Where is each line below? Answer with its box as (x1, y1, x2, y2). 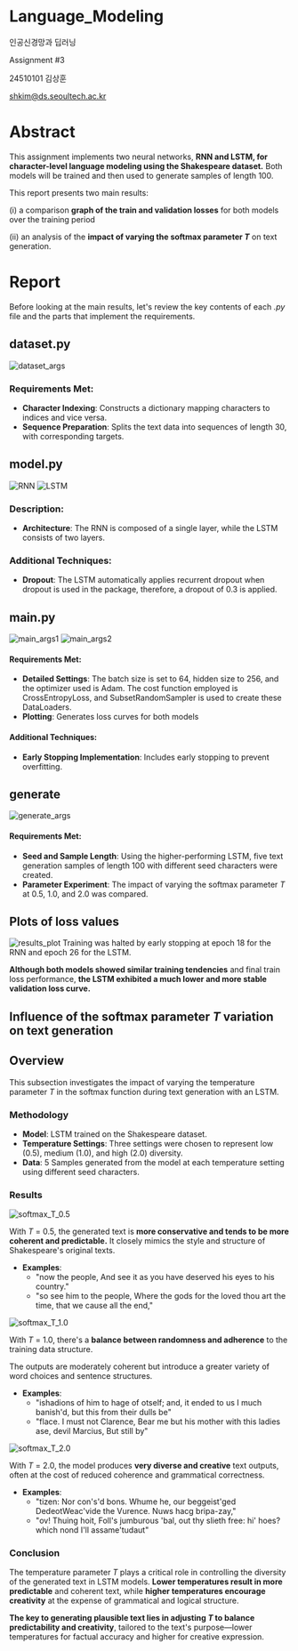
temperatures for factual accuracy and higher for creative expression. (9, 1631, 265, 1642)
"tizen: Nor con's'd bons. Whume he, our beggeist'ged (35, 1496, 237, 1507)
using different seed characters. (21, 1166, 140, 1177)
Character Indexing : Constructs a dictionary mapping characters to (21, 402, 270, 413)
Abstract (9, 122, 76, 142)
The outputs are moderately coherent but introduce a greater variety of (9, 1361, 270, 1372)
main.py (9, 609, 56, 624)
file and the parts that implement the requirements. (9, 310, 196, 321)
